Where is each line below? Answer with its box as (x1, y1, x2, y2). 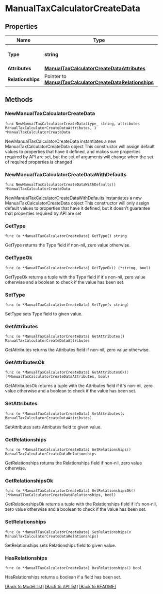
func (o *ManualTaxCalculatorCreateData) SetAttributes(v (5, 411, 125, 416)
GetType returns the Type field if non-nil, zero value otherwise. (5, 242, 131, 248)
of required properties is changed (5, 159, 72, 165)
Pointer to (44, 73, 67, 79)
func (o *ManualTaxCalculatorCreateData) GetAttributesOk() (5, 370, 130, 375)
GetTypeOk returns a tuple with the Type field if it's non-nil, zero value (5, 274, 146, 280)
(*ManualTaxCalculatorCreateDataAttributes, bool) (5, 374, 110, 379)
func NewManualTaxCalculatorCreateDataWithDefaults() (5, 182, 116, 187)
